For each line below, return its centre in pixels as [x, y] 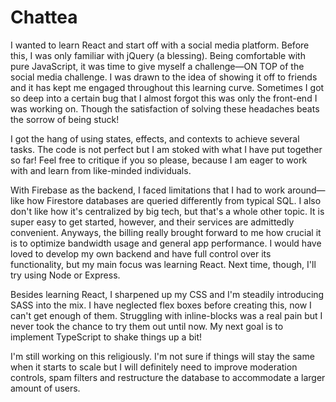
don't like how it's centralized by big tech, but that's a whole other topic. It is [167, 211]
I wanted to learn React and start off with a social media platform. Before [160, 45]
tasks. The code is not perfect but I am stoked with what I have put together [166, 149]
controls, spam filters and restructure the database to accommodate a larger [168, 377]
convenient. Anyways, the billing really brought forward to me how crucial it [166, 232]
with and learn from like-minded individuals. [101, 170]
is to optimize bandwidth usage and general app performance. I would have [166, 243]
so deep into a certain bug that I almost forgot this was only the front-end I [164, 98]
